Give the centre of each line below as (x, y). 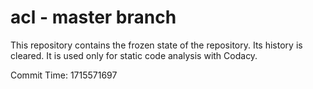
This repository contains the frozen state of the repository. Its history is (156, 45)
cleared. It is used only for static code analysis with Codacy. (134, 55)
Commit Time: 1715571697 (64, 75)
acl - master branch (93, 17)
